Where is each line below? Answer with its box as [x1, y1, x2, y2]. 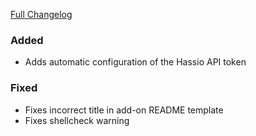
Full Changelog [10, 9, 73, 20]
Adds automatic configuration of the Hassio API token [24, 56, 247, 68]
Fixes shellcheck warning [24, 114, 130, 126]
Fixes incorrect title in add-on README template [24, 104, 224, 116]
